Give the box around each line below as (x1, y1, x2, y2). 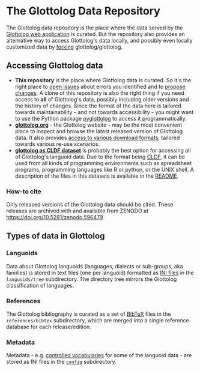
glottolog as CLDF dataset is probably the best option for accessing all (14, 146, 191, 154)
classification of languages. (6, 282, 74, 289)
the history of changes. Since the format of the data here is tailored (14, 102, 182, 109)
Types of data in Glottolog (6, 231, 105, 241)
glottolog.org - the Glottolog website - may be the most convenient (14, 121, 182, 128)
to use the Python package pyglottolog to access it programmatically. (14, 115, 187, 122)
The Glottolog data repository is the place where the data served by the (6, 24, 183, 31)
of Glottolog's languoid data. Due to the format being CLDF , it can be (14, 153, 185, 160)
